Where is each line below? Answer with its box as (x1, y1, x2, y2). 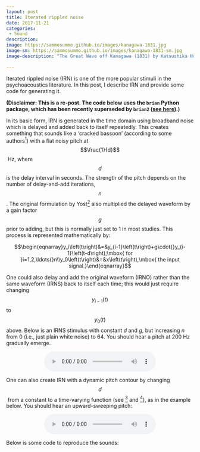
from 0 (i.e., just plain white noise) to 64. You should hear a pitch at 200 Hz (6, 333, 190, 340)
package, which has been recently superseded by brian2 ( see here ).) (6, 105, 180, 112)
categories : (6, 25, 36, 32)
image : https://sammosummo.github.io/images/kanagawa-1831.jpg (6, 42, 167, 48)
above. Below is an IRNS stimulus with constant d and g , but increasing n (6, 327, 185, 334)
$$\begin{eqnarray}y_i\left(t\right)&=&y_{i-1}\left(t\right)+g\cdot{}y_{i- (14, 243, 186, 250)
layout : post (6, 8, 39, 15)
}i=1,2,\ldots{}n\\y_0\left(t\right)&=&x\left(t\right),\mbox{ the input (20, 256, 180, 263)
